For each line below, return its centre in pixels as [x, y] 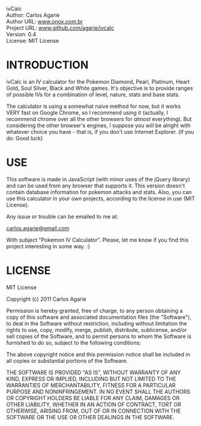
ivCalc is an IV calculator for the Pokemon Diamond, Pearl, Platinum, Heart [98, 81]
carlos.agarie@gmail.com [38, 228]
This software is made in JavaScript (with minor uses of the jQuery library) [98, 179]
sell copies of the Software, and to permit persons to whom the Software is [99, 336]
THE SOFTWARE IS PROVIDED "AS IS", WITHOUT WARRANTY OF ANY [94, 372]
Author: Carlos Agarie [33, 15]
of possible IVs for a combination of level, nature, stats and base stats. [93, 94]
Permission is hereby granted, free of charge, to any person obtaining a [94, 310]
